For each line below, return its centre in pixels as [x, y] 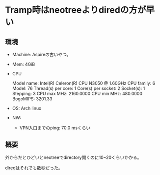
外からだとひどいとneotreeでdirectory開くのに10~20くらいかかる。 [73, 157]
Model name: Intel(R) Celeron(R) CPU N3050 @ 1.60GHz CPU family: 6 [84, 83]
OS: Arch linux [27, 108]
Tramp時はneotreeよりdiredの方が [76, 10]
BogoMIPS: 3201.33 [32, 99]
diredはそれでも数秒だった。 [34, 168]
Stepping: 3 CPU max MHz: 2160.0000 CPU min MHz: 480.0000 [77, 94]
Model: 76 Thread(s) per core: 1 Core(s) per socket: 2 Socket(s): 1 [79, 88]
